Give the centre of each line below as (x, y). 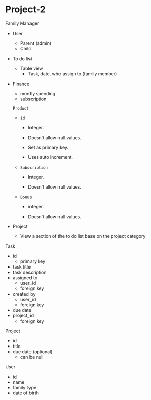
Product (21, 108)
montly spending (38, 93)
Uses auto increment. (50, 157)
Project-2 (25, 9)
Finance (21, 84)
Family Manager (22, 23)
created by (24, 294)
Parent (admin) (36, 43)
